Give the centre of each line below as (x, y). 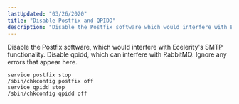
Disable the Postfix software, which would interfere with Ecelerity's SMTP (115, 47)
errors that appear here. (42, 62)
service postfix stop (39, 75)
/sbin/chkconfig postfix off (51, 81)
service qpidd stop (36, 88)
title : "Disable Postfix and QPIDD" (62, 21)
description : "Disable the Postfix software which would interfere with (117, 27)
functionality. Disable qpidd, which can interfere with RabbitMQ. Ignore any (117, 54)
